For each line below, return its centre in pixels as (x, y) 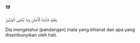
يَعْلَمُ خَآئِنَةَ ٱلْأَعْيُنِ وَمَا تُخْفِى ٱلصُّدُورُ (31, 19)
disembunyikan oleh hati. (31, 34)
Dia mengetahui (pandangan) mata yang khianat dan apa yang (70, 29)
